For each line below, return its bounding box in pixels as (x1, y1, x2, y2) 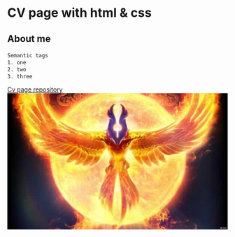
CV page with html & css (7, 5, 152, 21)
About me (7, 33, 51, 45)
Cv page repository (7, 85, 63, 94)
